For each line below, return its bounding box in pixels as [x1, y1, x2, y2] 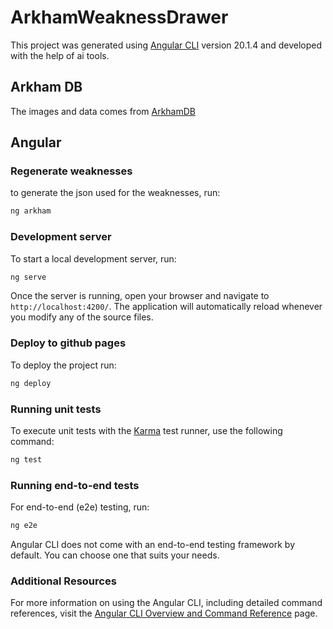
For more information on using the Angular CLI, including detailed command [10, 597, 323, 609]
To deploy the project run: [10, 359, 117, 371]
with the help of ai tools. [10, 49, 110, 61]
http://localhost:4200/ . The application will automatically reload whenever [10, 301, 323, 313]
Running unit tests [10, 402, 102, 416]
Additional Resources [10, 574, 117, 588]
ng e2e [10, 521, 38, 531]
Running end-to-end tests [10, 478, 140, 492]
